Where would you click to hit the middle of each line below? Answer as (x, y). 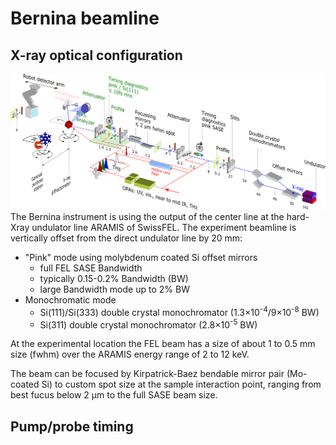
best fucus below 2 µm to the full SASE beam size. (114, 395)
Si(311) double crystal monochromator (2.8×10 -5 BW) (148, 324)
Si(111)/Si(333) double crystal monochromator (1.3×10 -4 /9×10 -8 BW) (179, 311)
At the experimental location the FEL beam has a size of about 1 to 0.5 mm (163, 344)
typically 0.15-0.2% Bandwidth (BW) (114, 279)
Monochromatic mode (70, 300)
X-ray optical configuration (96, 55)
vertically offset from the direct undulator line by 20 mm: (126, 238)
